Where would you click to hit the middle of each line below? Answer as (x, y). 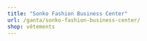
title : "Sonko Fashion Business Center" (68, 14)
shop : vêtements (31, 26)
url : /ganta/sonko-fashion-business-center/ (74, 20)
